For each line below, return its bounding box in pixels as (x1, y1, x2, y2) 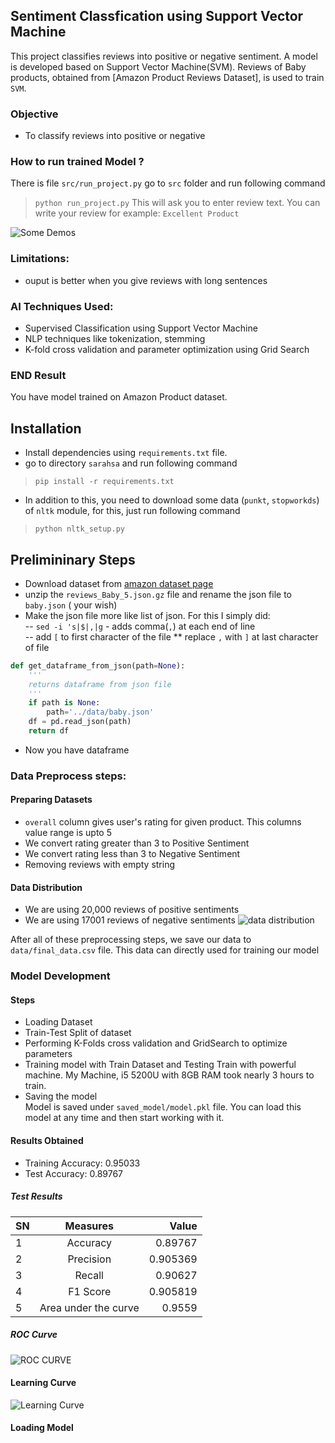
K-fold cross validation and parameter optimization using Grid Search (24, 344, 310, 355)
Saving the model (24, 1090, 98, 1103)
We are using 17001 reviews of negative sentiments (24, 914, 236, 926)
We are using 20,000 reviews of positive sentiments (24, 904, 240, 916)
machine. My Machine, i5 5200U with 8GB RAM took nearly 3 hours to (24, 1069, 315, 1081)
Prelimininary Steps (10, 551, 136, 568)
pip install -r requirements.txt (34, 477, 175, 487)
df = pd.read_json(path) (28, 717, 132, 727)
